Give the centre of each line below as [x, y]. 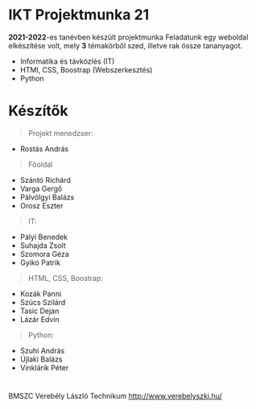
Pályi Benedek [44, 237]
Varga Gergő [41, 188]
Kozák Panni [41, 293]
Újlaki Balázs [41, 359]
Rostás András [44, 149]
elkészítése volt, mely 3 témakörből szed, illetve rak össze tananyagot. [126, 45]
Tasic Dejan [39, 311]
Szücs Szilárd [43, 302]
